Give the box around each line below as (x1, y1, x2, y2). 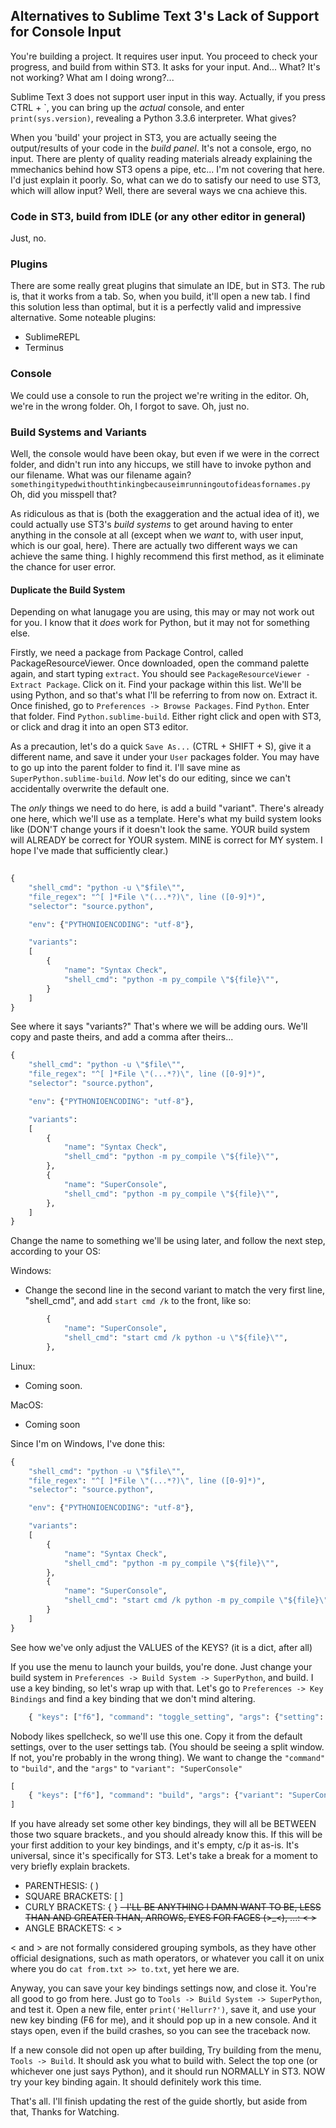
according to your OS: (10, 1245, 102, 1258)
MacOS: (10, 1399, 44, 1411)
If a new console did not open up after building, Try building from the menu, (10, 2044, 322, 2056)
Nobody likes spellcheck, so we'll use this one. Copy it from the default (10, 1730, 303, 1742)
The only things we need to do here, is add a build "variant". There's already (10, 802, 325, 814)
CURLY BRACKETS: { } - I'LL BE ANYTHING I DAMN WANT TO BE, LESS (24, 1901, 322, 1913)
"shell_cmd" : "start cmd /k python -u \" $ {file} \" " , (63, 1333, 288, 1343)
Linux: (10, 1360, 36, 1372)
